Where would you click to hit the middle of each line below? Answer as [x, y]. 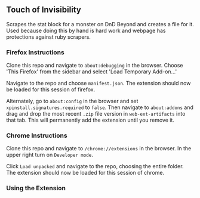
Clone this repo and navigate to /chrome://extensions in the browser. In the [99, 148]
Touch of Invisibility [44, 10]
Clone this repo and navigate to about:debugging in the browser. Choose [95, 66]
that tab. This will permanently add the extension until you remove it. [90, 120]
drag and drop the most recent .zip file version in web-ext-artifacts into [96, 114]
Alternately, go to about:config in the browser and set [72, 101]
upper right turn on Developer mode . [50, 155]
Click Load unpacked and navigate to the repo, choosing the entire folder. [95, 166]
